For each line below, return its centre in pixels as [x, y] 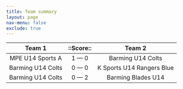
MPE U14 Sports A [36, 58]
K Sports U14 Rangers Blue [135, 68]
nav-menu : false [26, 23]
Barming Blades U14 [135, 78]
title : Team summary [32, 12]
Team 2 [135, 48]
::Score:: [80, 48]
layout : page [22, 17]
